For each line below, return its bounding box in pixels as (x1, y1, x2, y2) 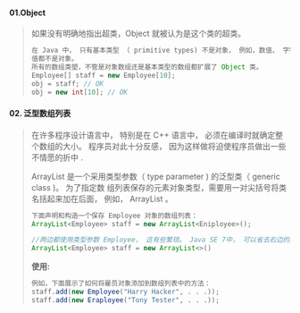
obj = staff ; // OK (30, 79, 104, 89)
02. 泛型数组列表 (9, 108, 71, 119)
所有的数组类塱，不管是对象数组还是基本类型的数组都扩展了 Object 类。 (30, 63, 263, 72)
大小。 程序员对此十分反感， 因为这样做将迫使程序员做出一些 (62, 140, 287, 151)
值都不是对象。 (30, 55, 79, 63)
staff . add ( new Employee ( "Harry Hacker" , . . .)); (30, 287, 221, 297)
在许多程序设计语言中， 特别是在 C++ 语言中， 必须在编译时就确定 (30, 130, 276, 140)
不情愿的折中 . (30, 152, 83, 163)
